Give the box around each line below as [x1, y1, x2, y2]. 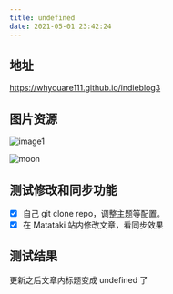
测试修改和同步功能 [9, 182, 117, 198]
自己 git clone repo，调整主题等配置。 [22, 208, 166, 218]
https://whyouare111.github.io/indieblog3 [9, 83, 161, 94]
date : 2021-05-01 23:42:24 [9, 22, 112, 31]
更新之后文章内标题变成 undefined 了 [9, 274, 148, 285]
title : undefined [9, 13, 76, 23]
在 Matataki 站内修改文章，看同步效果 [22, 219, 164, 230]
